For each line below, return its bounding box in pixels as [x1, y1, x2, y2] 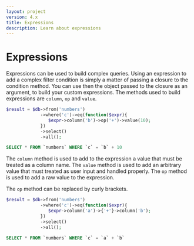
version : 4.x [6, 14, 38, 20]
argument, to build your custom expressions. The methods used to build [6, 89, 180, 96]
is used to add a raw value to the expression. [6, 174, 115, 181]
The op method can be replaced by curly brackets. [6, 185, 128, 192]
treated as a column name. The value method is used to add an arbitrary [6, 162, 181, 169]
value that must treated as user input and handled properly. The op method [6, 168, 187, 175]
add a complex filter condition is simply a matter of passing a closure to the [6, 76, 189, 83]
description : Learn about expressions [6, 25, 101, 31]
